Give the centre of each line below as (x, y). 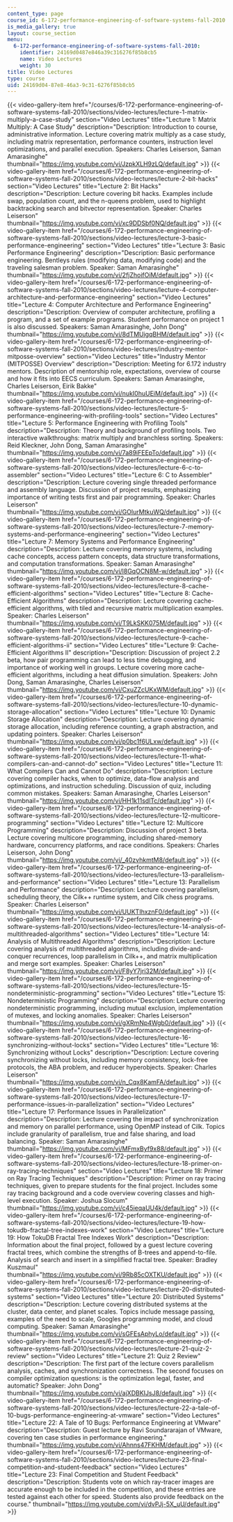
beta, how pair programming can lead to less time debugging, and (102, 660)
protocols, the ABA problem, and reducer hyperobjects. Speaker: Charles (112, 1068)
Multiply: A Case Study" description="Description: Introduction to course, (112, 127)
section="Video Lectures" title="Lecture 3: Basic (156, 245)
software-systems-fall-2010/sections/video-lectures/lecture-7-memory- (111, 527)
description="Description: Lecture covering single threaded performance (112, 482)
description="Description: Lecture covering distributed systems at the (107, 1305)
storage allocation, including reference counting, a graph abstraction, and (113, 727)
